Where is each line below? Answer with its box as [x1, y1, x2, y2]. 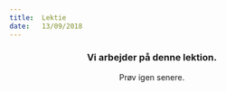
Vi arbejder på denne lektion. [87, 51, 217, 64]
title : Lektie [9, 13, 67, 23]
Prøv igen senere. [118, 71, 185, 82]
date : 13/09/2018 [9, 22, 83, 31]
